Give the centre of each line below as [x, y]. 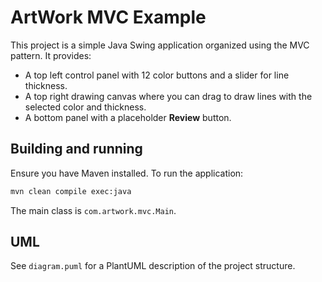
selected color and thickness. [85, 107]
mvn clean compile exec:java [71, 191]
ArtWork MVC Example [108, 17]
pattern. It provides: [51, 55]
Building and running [76, 149]
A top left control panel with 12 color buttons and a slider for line [157, 75]
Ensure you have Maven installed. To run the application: [127, 173]
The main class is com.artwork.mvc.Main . [93, 210]
